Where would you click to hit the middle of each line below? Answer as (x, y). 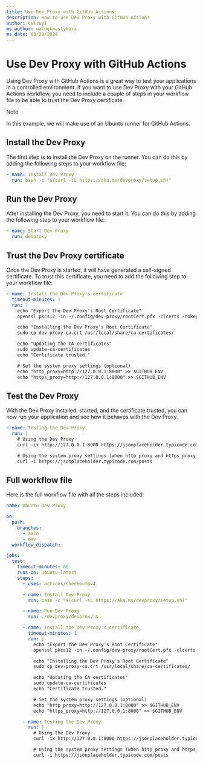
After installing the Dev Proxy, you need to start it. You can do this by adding (101, 213)
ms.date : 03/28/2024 (32, 34)
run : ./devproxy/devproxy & (63, 617)
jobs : (13, 556)
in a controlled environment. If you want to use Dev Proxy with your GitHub (99, 88)
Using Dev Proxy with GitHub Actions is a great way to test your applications (101, 81)
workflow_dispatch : (36, 545)
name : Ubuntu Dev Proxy (36, 506)
